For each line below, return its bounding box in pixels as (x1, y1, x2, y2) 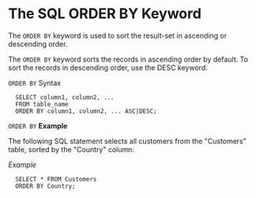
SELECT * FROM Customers (15, 175, 97, 183)
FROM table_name (15, 100, 69, 108)
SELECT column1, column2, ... (15, 93, 115, 101)
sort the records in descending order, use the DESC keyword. (8, 62, 208, 72)
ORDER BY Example (8, 121, 68, 130)
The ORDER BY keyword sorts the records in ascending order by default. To (8, 54, 249, 64)
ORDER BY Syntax (8, 78, 62, 88)
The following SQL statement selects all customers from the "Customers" (8, 136, 247, 146)
